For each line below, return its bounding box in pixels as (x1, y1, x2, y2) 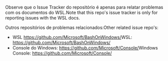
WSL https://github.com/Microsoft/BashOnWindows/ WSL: (12, 34, 132, 40)
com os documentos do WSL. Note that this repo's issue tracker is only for (5, 9, 158, 15)
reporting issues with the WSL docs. (5, 15, 80, 20)
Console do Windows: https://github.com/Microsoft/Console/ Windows (12, 45, 158, 50)
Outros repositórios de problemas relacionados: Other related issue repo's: (5, 24, 159, 30)
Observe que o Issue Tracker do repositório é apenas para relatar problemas (5, 4, 163, 10)
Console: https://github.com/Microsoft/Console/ (12, 50, 112, 56)
